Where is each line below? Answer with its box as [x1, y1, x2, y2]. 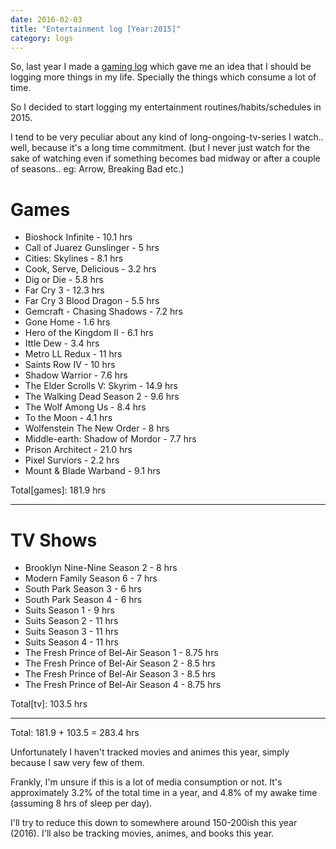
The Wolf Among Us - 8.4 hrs [24, 401, 147, 413]
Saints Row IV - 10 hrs [24, 359, 116, 371]
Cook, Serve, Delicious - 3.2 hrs [24, 263, 157, 275]
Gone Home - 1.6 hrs [24, 316, 111, 328]
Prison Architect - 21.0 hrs [24, 444, 133, 456]
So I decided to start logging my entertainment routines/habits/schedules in [10, 101, 322, 113]
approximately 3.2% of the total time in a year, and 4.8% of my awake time [10, 787, 318, 799]
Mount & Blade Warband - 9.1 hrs [24, 465, 161, 477]
